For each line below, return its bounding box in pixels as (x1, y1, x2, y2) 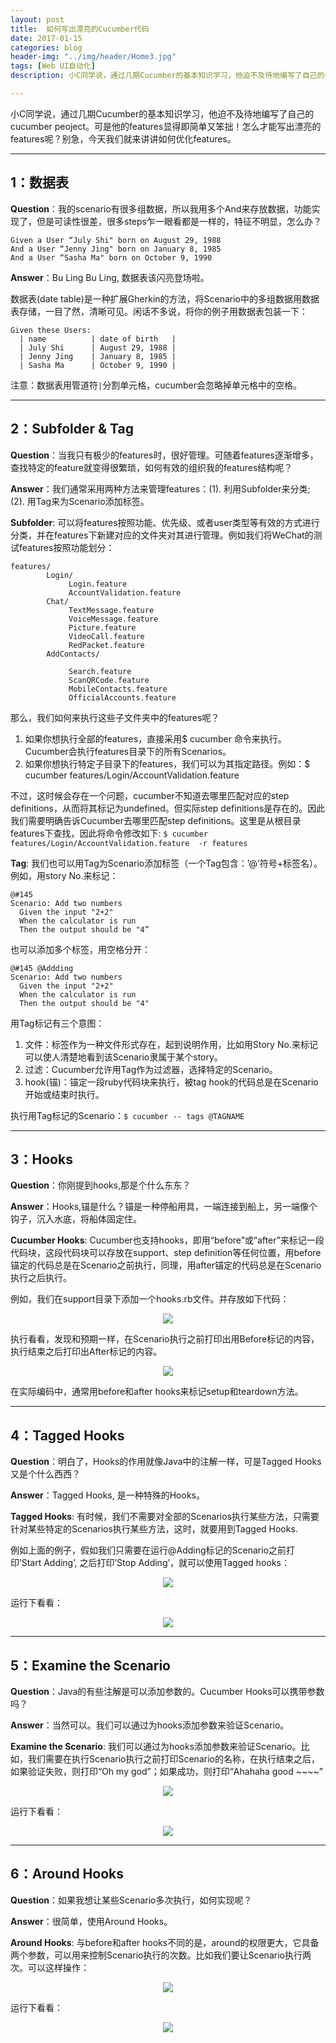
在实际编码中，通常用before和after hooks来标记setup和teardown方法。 (10, 1386, 304, 1398)
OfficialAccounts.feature (68, 692, 177, 703)
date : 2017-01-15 (10, 33, 83, 43)
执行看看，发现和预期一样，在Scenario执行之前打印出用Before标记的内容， (10, 1333, 320, 1345)
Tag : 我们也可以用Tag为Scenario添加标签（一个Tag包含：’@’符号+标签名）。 (10, 857, 323, 869)
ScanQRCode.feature (68, 675, 150, 685)
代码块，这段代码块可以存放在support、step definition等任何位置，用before (10, 1247, 322, 1259)
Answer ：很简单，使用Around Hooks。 (10, 1915, 173, 1927)
